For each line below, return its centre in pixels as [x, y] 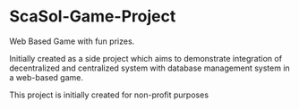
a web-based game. [46, 77]
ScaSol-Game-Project [93, 17]
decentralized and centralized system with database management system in [150, 68]
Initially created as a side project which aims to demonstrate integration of [146, 58]
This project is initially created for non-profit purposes [109, 95]
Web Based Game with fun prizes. [72, 41]
